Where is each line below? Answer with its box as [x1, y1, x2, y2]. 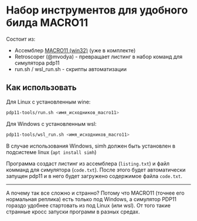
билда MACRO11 [6, 16, 89, 29]
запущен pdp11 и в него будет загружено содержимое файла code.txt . [6, 172, 183, 179]
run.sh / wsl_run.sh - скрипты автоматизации [14, 65, 127, 72]
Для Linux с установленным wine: [6, 98, 91, 105]
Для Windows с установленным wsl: [6, 120, 97, 127]
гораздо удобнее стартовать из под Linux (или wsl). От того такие [6, 202, 171, 209]
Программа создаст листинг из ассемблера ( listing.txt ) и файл [6, 160, 170, 167]
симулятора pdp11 [14, 59, 60, 66]
